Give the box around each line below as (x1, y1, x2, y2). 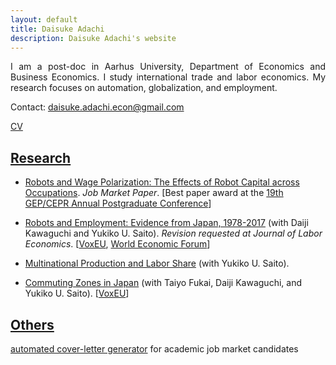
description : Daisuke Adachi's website (10, 33, 177, 43)
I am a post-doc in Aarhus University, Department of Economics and (10, 61, 326, 73)
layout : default (10, 14, 78, 25)
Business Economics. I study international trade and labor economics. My (10, 71, 326, 83)
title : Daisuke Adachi (10, 24, 105, 34)
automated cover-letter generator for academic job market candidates (10, 343, 299, 355)
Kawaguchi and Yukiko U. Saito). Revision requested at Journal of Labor (24, 227, 323, 240)
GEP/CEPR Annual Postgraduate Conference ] (24, 197, 212, 210)
